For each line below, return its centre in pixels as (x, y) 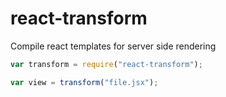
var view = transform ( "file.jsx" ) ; (84, 82)
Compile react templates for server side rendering (113, 46)
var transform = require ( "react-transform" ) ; (106, 64)
